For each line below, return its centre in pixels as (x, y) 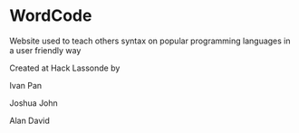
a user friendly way (45, 50)
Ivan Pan (26, 85)
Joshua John (34, 103)
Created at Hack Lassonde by (65, 68)
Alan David (29, 120)
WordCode (51, 16)
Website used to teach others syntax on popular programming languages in (150, 41)
